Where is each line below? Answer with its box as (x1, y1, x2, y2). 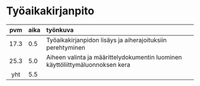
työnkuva (46, 26, 74, 34)
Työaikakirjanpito (6, 4, 95, 18)
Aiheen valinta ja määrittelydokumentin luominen (46, 53, 182, 61)
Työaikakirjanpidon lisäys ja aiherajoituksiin (46, 36, 167, 44)
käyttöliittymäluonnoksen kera (46, 60, 131, 69)
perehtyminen (46, 43, 85, 51)
